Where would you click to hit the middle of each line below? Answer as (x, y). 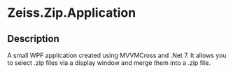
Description (33, 39)
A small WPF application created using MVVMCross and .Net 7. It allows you (117, 55)
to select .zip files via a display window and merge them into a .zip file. (109, 63)
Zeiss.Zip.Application (72, 13)
